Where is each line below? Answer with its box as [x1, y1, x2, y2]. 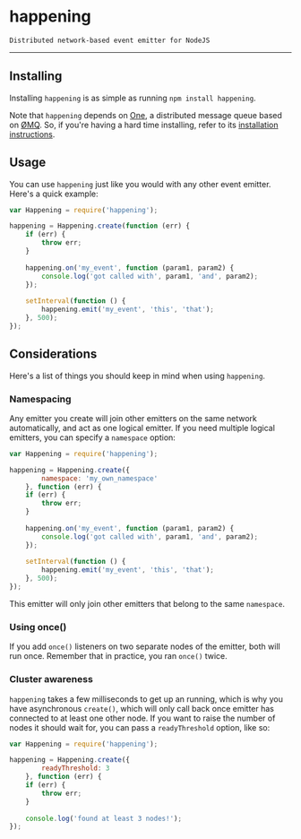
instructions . [9, 128, 56, 140]
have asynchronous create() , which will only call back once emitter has [9, 703, 275, 714]
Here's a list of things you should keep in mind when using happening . [9, 370, 266, 381]
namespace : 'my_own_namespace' [41, 473, 159, 483]
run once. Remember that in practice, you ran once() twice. [9, 651, 228, 662]
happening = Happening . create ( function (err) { [9, 221, 191, 230]
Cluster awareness [9, 673, 94, 686]
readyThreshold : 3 [41, 764, 110, 773]
